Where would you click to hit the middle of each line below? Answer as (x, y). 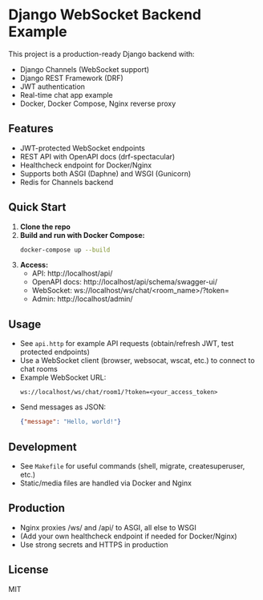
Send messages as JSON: (63, 407)
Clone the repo (45, 227)
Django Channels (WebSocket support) (85, 69)
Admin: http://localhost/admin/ (83, 299)
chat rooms (38, 369)
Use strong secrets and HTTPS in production (94, 544)
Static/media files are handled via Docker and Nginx (106, 483)
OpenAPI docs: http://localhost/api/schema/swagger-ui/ (125, 282)
